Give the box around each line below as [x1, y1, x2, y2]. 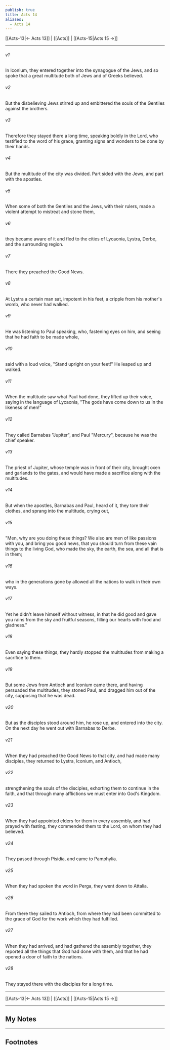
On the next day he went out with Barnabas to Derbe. [5, 725, 116, 731]
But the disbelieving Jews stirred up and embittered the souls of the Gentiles [5, 100, 165, 106]
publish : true [5, 7, 35, 13]
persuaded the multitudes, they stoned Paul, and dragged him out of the [5, 687, 156, 693]
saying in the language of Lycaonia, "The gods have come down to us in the [5, 399, 163, 405]
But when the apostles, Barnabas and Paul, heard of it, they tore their [5, 502, 149, 509]
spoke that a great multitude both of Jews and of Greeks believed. [5, 73, 143, 79]
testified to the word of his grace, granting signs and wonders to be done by [5, 138, 164, 144]
